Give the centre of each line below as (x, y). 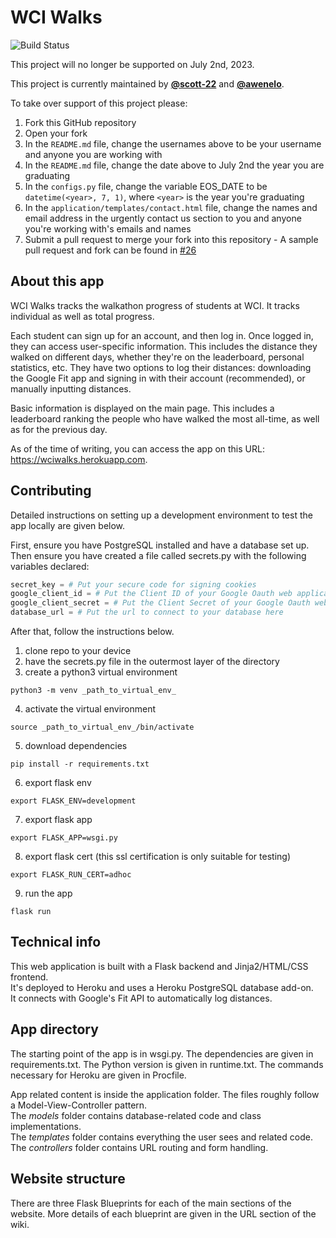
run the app (48, 893)
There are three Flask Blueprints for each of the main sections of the (151, 1203)
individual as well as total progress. (82, 316)
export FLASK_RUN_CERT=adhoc (71, 875)
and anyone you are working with (93, 154)
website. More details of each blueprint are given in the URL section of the (163, 1213)
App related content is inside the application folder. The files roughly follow (165, 1094)
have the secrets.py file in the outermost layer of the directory (152, 662)
